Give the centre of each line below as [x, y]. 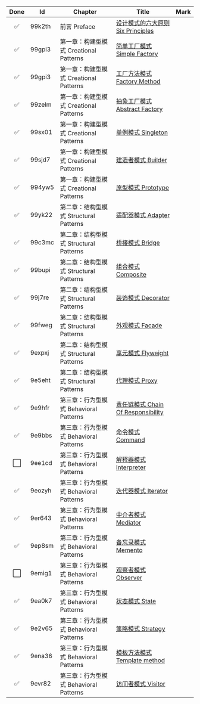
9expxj [40, 353]
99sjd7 [40, 159]
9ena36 [41, 656]
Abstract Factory [139, 109]
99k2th [40, 26]
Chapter [85, 12]
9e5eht [40, 380]
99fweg [41, 325]
